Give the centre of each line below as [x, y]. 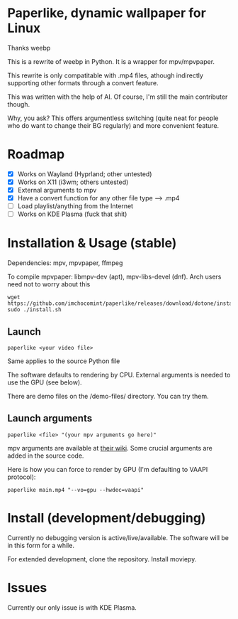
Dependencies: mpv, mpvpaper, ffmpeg [65, 263]
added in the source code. [46, 456]
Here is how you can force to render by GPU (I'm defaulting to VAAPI [108, 469]
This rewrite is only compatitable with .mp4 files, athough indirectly [106, 75]
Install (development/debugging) [107, 518]
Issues [27, 587]
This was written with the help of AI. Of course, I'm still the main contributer [118, 97]
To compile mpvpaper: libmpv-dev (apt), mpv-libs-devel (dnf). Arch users [114, 277]
